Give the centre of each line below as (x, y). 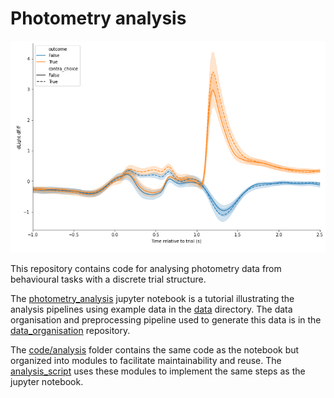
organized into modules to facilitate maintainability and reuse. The (146, 360)
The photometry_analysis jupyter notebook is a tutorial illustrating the (152, 298)
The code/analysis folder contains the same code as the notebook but (155, 349)
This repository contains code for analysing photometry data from (146, 268)
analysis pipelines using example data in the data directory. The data (151, 309)
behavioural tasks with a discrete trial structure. (108, 279)
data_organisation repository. (70, 330)
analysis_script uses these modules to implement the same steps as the (158, 371)
